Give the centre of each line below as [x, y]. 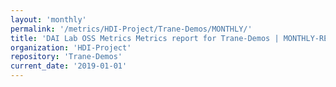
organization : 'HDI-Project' [71, 47]
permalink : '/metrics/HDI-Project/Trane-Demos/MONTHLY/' [131, 29]
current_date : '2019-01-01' [69, 66]
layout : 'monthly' [48, 19]
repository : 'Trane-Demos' [66, 57]
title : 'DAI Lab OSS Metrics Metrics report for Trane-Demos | [145, 38]
